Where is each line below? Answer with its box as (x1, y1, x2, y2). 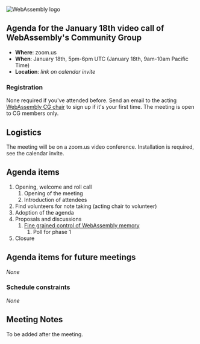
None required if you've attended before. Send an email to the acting (6, 97, 177, 104)
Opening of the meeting (23, 189, 83, 196)
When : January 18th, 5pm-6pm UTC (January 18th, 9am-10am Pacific (14, 55, 189, 62)
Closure (14, 235, 35, 242)
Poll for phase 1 (33, 228, 71, 235)
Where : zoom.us (14, 48, 57, 56)
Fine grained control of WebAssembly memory (23, 221, 140, 229)
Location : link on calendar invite (14, 68, 96, 75)
